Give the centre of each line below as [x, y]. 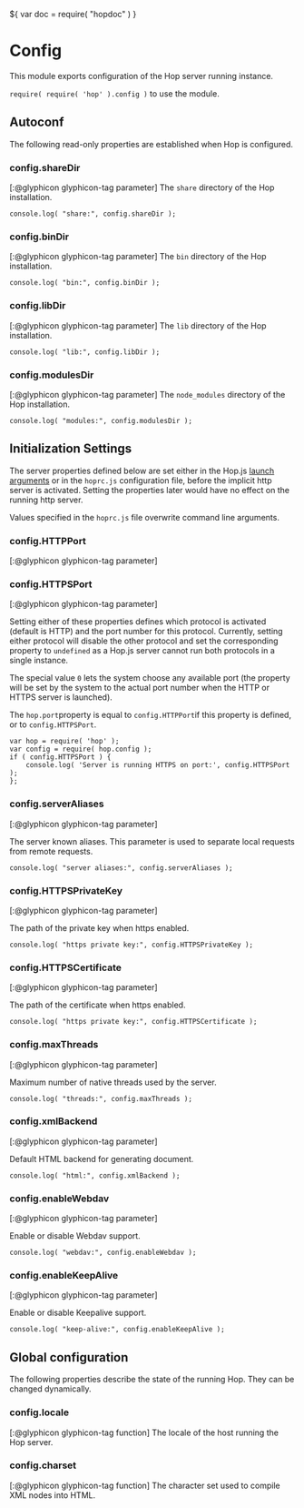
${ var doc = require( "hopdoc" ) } [73, 14]
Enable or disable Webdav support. [75, 1236]
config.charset [43, 1465]
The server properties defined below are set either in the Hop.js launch [142, 471]
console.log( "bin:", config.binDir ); [85, 283]
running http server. [46, 500]
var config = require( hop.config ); [81, 749]
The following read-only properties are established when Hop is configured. [151, 144]
